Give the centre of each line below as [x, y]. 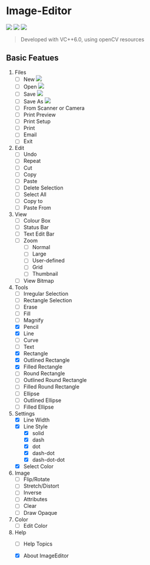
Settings [25, 413]
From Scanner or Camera [54, 108]
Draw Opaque [40, 512]
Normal [41, 247]
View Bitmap [39, 280]
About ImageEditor [46, 556]
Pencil [31, 326]
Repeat [32, 161]
